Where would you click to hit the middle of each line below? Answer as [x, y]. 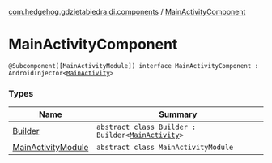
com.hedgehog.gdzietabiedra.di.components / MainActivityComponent [127, 12]
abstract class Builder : [147, 127]
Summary [178, 114]
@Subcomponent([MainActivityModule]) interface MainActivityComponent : [134, 66]
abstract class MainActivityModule [165, 148]
